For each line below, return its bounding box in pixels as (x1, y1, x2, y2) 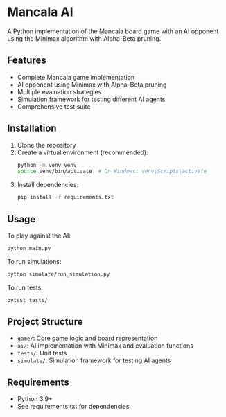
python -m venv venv (17, 161, 77, 168)
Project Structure (7, 316, 83, 328)
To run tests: (7, 283, 43, 292)
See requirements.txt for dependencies (17, 402, 130, 411)
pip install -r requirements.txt (17, 194, 114, 201)
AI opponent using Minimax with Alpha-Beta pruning (17, 80, 167, 89)
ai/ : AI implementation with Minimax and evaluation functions (17, 341, 194, 350)
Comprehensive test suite (17, 102, 91, 111)
